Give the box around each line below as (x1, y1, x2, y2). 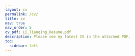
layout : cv (5, 7, 27, 12)
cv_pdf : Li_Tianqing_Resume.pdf (5, 30, 71, 35)
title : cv (5, 16, 26, 21)
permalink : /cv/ (5, 12, 38, 17)
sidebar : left (9, 43, 38, 48)
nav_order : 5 (5, 25, 32, 30)
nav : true (5, 20, 26, 26)
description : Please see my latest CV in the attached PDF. (5, 35, 131, 39)
